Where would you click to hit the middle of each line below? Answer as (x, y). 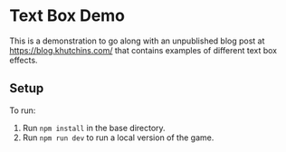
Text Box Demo (67, 16)
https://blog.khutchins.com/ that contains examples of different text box (143, 50)
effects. (24, 60)
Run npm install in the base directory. (94, 128)
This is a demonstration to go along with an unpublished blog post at (137, 41)
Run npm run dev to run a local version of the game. (118, 138)
